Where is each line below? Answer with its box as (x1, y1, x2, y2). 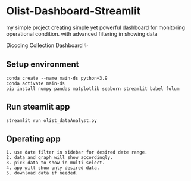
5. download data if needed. (6, 170, 79, 176)
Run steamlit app (6, 102, 70, 112)
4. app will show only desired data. (6, 165, 100, 171)
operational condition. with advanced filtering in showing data (6, 30, 158, 37)
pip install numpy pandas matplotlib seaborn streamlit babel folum (6, 85, 180, 92)
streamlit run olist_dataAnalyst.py (6, 117, 97, 123)
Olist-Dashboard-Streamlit (6, 4, 141, 18)
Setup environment (6, 60, 79, 70)
